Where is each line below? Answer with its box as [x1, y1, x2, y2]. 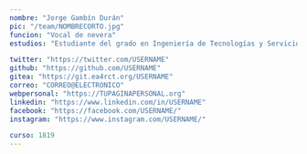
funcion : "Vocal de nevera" [9, 30, 117, 39]
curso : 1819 [9, 131, 55, 140]
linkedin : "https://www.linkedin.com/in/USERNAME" [9, 98, 206, 107]
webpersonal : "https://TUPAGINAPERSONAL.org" [9, 88, 185, 98]
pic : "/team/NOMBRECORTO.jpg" [9, 22, 125, 31]
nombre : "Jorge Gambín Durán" [9, 13, 125, 23]
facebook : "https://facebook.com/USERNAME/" [9, 106, 182, 115]
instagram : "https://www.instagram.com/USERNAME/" [9, 115, 206, 124]
